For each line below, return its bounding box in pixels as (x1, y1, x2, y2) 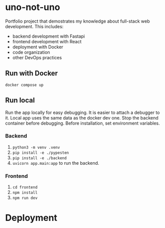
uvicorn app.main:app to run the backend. (12, 160, 99, 166)
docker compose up (5, 82, 44, 87)
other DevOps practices (12, 54, 62, 60)
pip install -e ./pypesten (12, 150, 69, 155)
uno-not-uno (5, 2, 60, 13)
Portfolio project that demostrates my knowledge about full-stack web (5, 18, 150, 24)
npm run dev (12, 195, 38, 201)
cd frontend (12, 185, 38, 190)
